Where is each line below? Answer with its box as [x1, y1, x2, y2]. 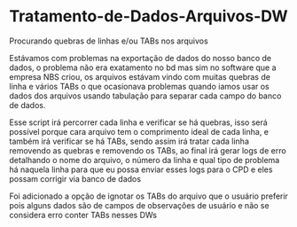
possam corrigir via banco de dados [9, 173, 142, 184]
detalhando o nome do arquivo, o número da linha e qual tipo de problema [9, 154, 280, 165]
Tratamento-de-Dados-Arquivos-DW [9, 6, 288, 27]
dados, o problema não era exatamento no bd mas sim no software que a [9, 62, 277, 73]
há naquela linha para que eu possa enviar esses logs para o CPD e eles [9, 164, 273, 175]
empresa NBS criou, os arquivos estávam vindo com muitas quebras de [9, 71, 270, 82]
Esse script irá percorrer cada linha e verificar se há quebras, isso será [9, 117, 268, 128]
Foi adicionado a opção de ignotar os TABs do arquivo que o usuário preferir [9, 191, 288, 201]
